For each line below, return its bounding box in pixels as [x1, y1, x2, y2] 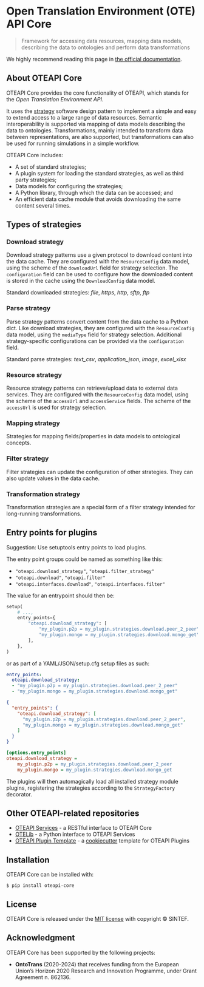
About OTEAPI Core [6, 73, 82, 83]
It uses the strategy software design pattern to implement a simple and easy [6, 107, 197, 115]
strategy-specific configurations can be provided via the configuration [6, 337, 184, 344]
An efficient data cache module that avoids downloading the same [15, 195, 181, 203]
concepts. [6, 439, 32, 447]
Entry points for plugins [6, 527, 98, 538]
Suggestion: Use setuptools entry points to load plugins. [6, 543, 147, 551]
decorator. [6, 790, 32, 798]
